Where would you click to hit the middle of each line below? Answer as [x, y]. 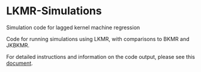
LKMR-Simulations [54, 11]
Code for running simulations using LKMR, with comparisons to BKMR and [98, 39]
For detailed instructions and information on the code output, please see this [100, 57]
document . [19, 63]
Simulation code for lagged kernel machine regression [73, 27]
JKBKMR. [18, 45]
